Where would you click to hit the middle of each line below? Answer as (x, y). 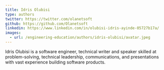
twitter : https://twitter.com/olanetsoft (49, 19)
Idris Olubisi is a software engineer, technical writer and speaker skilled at (81, 51)
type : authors (20, 14)
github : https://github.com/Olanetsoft (47, 24)
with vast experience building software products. (55, 62)
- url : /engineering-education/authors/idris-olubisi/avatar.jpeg (80, 38)
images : (13, 33)
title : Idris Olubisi (28, 10)
